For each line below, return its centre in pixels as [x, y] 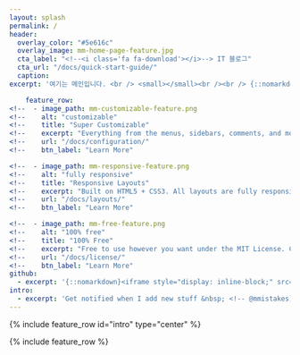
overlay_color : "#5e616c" [66, 42]
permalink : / [33, 26]
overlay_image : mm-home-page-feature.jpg [96, 51]
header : [24, 34]
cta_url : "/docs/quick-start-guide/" [87, 68]
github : [24, 274]
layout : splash [37, 17]
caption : [33, 76]
